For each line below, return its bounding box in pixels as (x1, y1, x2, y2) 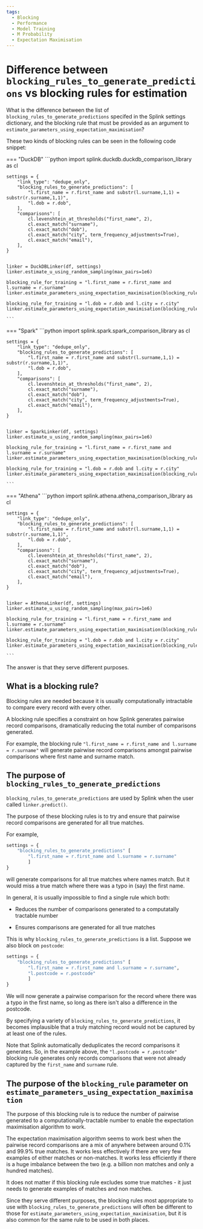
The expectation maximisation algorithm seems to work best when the (6, 1135, 181, 1142)
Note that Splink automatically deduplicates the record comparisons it (6, 1042, 180, 1049)
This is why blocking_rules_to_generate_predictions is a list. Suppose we (6, 935, 192, 942)
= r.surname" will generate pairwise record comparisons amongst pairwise (6, 746, 192, 753)
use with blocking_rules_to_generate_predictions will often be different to (6, 1204, 192, 1210)
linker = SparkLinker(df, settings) (6, 429, 98, 435)
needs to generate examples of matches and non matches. (6, 1185, 153, 1192)
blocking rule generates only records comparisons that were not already (6, 1054, 186, 1062)
